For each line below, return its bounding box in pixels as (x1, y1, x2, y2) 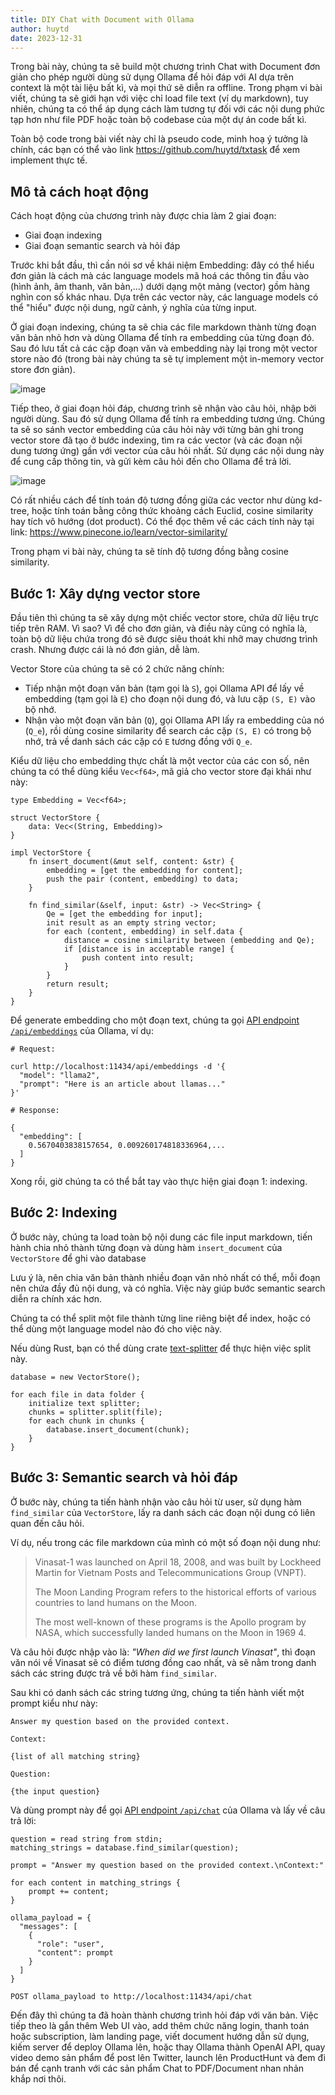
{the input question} (10, 1786, 101, 1796)
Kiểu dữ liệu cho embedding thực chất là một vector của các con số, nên (10, 755, 310, 766)
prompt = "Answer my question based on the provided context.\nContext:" (10, 1860, 325, 1870)
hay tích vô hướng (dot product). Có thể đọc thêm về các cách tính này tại (10, 516, 315, 528)
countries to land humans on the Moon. (34, 1596, 197, 1608)
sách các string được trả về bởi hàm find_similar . (10, 1667, 217, 1679)
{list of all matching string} (10, 1751, 141, 1761)
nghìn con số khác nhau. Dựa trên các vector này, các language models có (10, 291, 319, 303)
